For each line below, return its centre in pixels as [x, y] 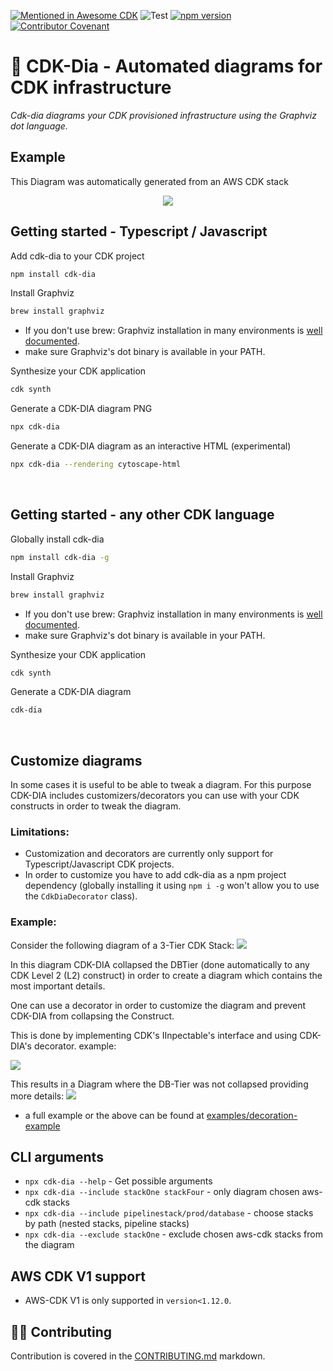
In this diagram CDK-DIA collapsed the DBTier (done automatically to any [160, 964]
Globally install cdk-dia [57, 539]
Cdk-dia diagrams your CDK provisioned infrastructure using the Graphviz [163, 115]
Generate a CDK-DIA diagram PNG [81, 409]
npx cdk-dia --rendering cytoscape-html [96, 465]
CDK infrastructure [91, 87]
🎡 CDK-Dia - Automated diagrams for [166, 66]
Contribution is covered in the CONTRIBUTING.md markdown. [138, 1356]
